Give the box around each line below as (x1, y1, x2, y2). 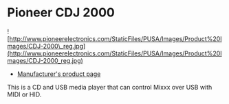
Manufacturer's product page (17, 70, 101, 78)
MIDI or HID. (7, 90, 42, 99)
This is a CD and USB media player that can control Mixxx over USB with (7, 83, 212, 91)
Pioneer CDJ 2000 (7, 5, 115, 21)
